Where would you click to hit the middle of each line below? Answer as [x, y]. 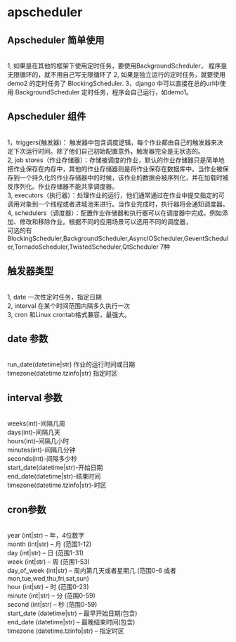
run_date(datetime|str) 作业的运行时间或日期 [71, 364]
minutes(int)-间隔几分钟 [41, 450]
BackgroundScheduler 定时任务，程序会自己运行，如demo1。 [104, 92]
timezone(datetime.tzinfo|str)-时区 [57, 485]
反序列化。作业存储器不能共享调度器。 [63, 186]
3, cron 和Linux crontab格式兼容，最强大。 [69, 314]
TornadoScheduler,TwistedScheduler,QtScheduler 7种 [92, 247]
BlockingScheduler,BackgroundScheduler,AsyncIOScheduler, [96, 238]
